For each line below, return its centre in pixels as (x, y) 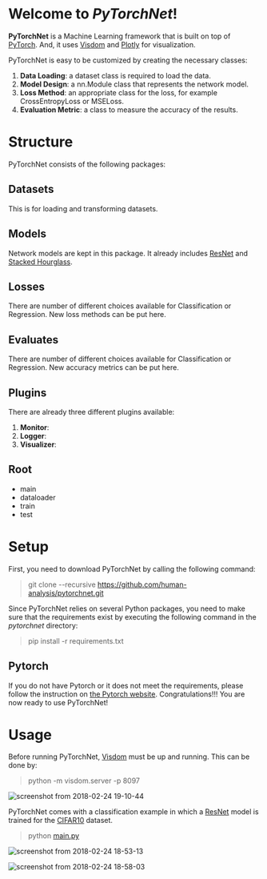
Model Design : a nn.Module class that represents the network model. (134, 84)
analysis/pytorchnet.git (66, 592)
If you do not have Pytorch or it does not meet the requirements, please (126, 685)
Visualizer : (38, 444)
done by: (23, 765)
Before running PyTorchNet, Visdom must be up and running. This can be (129, 757)
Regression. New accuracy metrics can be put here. (94, 367)
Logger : (33, 435)
